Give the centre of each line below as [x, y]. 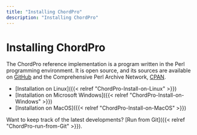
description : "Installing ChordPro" [52, 18]
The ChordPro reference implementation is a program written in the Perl [96, 64]
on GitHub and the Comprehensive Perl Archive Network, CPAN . [86, 77]
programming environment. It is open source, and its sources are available [99, 71]
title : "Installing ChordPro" [44, 12]
